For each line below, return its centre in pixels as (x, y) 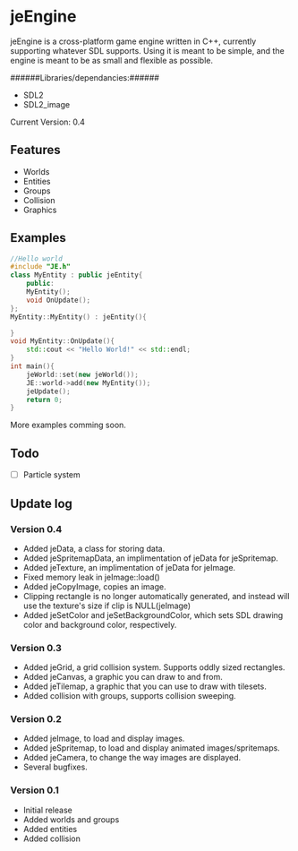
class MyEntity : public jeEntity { (77, 275)
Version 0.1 (34, 790)
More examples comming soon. (68, 425)
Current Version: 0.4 (48, 122)
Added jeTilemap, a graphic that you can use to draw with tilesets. (145, 686)
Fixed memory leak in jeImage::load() (91, 577)
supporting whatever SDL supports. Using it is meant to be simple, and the (147, 50)
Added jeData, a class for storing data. (94, 548)
